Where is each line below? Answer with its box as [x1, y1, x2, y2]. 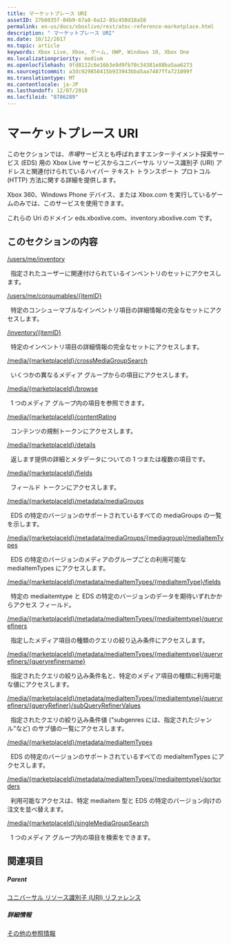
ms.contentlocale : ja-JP [7, 81, 79, 88]
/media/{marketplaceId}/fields [7, 468, 93, 477]
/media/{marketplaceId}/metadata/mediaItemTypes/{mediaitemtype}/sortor [7, 775, 221, 783]
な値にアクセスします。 [7, 680, 73, 688]
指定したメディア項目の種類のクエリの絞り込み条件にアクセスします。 [10, 636, 209, 644]
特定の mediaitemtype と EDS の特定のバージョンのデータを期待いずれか [10, 592, 217, 600]
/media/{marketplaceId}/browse [7, 385, 99, 393]
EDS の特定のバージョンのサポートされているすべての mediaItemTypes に [10, 752, 219, 761]
